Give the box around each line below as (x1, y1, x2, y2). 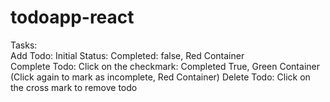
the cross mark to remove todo (10, 81, 138, 93)
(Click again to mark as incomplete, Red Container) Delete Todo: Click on (10, 71, 311, 83)
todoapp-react (10, 6, 135, 29)
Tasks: (10, 39, 38, 51)
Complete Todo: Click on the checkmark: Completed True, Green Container (10, 60, 320, 72)
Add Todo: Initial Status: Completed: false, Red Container (10, 49, 245, 61)
